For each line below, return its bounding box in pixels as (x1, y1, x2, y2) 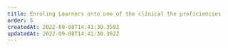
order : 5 (7, 17, 33, 24)
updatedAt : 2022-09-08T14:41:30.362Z (7, 30, 120, 37)
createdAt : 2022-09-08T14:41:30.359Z (7, 23, 120, 30)
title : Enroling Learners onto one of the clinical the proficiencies (7, 10, 222, 18)
